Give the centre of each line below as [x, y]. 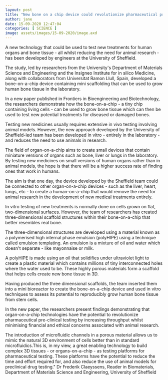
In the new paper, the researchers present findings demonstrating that [77, 309]
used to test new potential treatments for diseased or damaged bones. [78, 115]
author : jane [19, 19]
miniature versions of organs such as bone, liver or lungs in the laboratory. [82, 155]
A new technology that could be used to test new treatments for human [78, 47]
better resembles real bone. [34, 223]
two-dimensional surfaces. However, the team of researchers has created [81, 212]
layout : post [19, 10]
